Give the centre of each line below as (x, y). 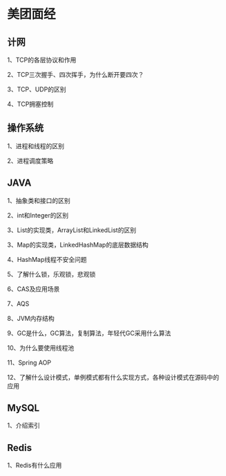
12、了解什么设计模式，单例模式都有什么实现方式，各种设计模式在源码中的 (113, 377)
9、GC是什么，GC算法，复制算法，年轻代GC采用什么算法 (89, 333)
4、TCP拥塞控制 (30, 104)
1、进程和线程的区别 (36, 146)
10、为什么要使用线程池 (41, 348)
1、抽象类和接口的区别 (39, 200)
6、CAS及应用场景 (34, 289)
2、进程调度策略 (30, 161)
